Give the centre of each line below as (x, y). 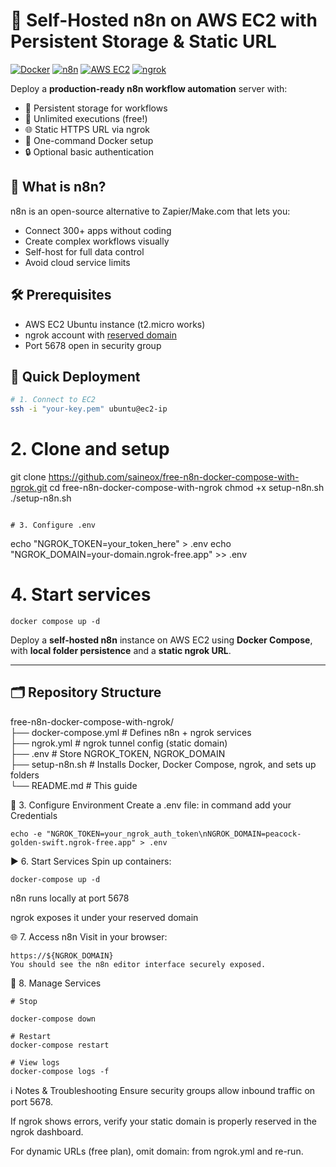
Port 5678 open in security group (93, 345)
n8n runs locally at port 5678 (70, 898)
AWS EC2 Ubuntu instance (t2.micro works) (115, 324)
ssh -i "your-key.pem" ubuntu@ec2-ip (89, 409)
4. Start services (81, 595)
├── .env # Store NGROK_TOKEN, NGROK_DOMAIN (118, 753)
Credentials (34, 815)
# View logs (35, 1062)
